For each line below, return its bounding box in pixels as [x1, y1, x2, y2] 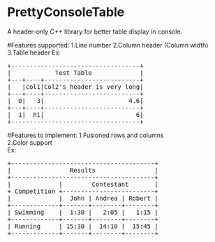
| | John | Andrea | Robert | [7, 194, 158, 202]
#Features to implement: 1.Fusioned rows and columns [7, 131, 164, 139]
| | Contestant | [7, 180, 158, 188]
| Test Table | [7, 69, 144, 77]
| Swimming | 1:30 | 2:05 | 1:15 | [7, 208, 158, 216]
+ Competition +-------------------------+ [7, 187, 158, 195]
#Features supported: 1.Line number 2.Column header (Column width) [7, 41, 209, 49]
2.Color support [7, 138, 52, 147]
